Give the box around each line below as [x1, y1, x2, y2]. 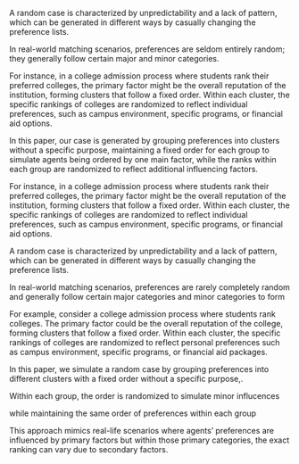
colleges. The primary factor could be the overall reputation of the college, [9, 319, 284, 328]
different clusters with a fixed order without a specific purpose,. [9, 374, 244, 384]
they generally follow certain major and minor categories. [9, 54, 220, 63]
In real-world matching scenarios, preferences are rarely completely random [9, 282, 290, 293]
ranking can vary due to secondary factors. [9, 444, 169, 454]
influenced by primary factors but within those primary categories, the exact [9, 435, 290, 445]
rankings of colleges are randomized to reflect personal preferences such [9, 337, 280, 347]
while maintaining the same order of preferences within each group [9, 408, 257, 418]
